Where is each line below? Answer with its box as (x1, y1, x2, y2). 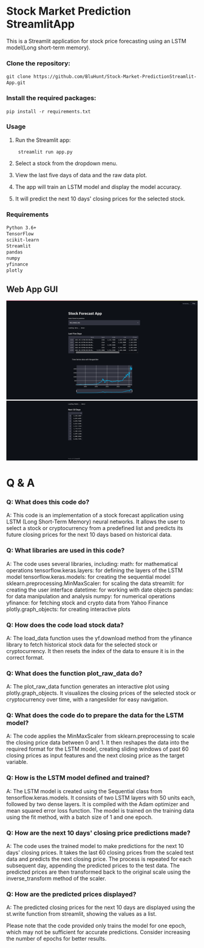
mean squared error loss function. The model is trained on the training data (6, 807, 194, 814)
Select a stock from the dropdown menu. (15, 160, 118, 167)
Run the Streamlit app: (15, 136, 71, 144)
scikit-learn (6, 237, 39, 243)
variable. (6, 759, 29, 766)
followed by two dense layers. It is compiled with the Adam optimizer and (6, 800, 189, 808)
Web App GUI (6, 284, 58, 294)
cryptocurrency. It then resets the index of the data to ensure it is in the (6, 647, 185, 654)
